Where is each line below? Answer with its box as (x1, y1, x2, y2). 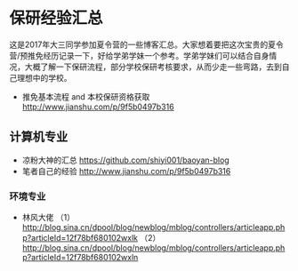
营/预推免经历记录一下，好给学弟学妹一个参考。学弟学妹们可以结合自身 (9, 50, 270, 60)
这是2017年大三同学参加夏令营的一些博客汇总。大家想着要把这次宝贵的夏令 (9, 39, 284, 50)
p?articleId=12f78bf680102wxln (21, 252, 139, 263)
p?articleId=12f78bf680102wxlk (21, 233, 138, 243)
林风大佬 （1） (21, 212, 76, 223)
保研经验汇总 (9, 8, 104, 28)
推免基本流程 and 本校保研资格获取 (21, 91, 150, 102)
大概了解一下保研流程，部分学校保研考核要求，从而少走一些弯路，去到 (24, 61, 282, 72)
